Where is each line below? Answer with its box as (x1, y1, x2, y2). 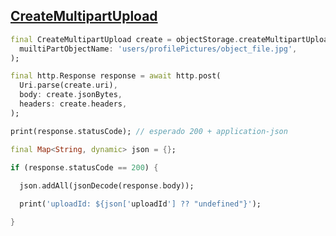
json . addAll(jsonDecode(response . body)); (19, 181, 195, 191)
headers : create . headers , (19, 99, 128, 109)
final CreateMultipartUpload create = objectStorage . (10, 34, 240, 44)
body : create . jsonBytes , (19, 90, 123, 100)
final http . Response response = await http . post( (10, 71, 222, 81)
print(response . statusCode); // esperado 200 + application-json (10, 126, 288, 136)
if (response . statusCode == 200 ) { (10, 162, 159, 173)
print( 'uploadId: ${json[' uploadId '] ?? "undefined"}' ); (19, 199, 262, 209)
